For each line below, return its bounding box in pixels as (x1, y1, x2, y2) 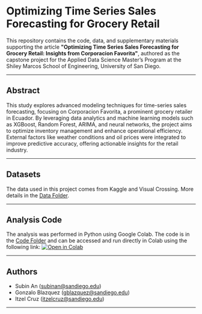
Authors (6, 266, 38, 277)
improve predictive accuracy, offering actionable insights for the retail (6, 140, 179, 147)
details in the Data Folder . (6, 191, 70, 199)
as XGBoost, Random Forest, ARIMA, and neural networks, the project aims (6, 120, 192, 128)
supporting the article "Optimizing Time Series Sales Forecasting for (6, 43, 179, 51)
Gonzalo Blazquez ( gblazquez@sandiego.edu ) (14, 289, 130, 296)
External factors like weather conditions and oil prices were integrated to (6, 134, 186, 141)
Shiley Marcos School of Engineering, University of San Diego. (6, 62, 161, 70)
